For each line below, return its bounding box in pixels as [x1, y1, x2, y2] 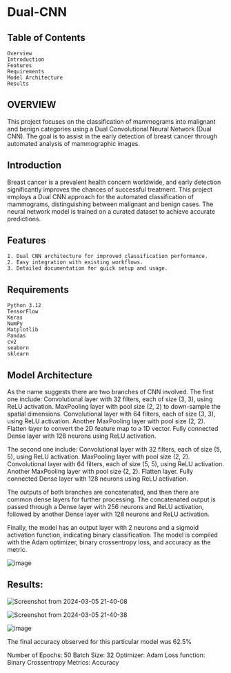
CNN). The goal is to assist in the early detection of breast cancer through [7, 132, 218, 140]
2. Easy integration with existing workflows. [7, 259, 143, 266]
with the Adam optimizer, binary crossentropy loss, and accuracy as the [7, 538, 211, 546]
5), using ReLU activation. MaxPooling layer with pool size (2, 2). [7, 452, 190, 461]
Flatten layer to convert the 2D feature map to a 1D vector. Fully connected [7, 425, 219, 433]
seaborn [7, 344, 30, 351]
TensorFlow [7, 308, 39, 315]
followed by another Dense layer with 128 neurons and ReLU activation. [7, 510, 210, 519]
